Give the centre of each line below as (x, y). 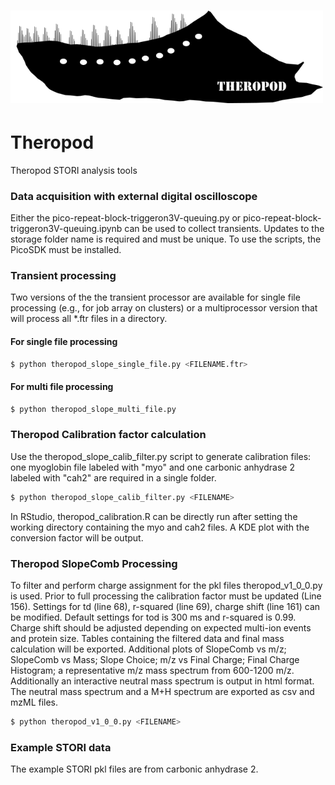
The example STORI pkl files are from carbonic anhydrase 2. (134, 769)
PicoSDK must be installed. (66, 250)
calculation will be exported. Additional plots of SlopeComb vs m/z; (148, 649)
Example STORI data (61, 747)
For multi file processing (62, 387)
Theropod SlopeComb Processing (94, 563)
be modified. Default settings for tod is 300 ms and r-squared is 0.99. (153, 617)
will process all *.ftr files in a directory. (89, 319)
